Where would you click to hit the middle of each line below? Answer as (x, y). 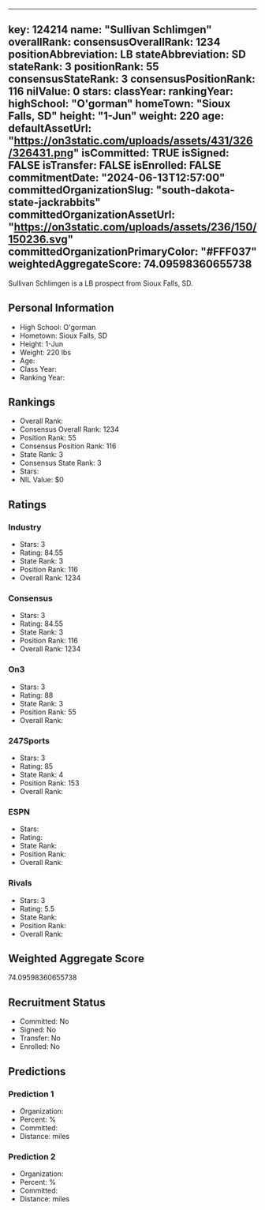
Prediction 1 (31, 1094)
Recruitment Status (57, 1002)
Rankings (32, 402)
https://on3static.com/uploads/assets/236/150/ (135, 227)
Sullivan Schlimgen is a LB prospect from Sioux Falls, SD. (101, 283)
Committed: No (44, 1021)
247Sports (29, 740)
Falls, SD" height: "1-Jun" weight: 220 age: (116, 116)
